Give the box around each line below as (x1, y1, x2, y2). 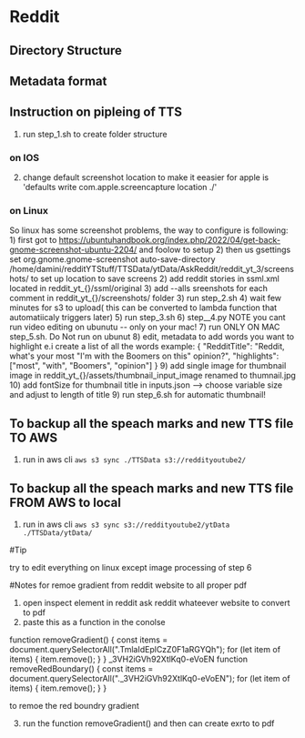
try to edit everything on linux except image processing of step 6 (9, 562, 252, 572)
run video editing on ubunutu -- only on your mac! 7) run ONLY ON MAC (9, 321, 280, 333)
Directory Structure (9, 43, 123, 58)
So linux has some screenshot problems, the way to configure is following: (9, 225, 289, 236)
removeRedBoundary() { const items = (9, 663, 154, 674)
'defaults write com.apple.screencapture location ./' (22, 182, 218, 193)
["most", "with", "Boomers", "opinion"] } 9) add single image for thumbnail (9, 360, 287, 371)
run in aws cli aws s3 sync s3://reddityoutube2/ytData (22, 519, 230, 530)
